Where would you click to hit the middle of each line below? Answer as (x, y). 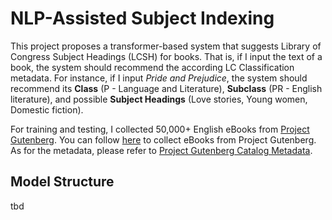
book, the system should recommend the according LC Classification (152, 67)
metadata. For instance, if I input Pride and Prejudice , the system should (159, 78)
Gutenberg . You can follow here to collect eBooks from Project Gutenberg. (163, 139)
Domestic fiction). (47, 109)
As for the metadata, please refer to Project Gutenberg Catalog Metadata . (161, 150)
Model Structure (62, 182)
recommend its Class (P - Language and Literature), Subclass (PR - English (166, 88)
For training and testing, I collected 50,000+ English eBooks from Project (160, 129)
